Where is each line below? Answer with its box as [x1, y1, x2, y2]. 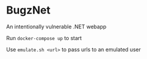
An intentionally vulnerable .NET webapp [6, 23, 106, 30]
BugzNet [6, 4, 51, 17]
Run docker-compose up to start [6, 34, 82, 41]
